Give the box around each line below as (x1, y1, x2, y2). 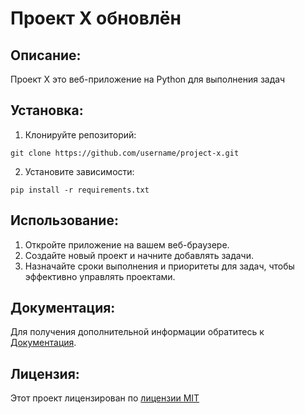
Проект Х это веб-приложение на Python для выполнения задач (10, 73, 286, 85)
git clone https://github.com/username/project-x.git (10, 148, 240, 158)
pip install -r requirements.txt (10, 185, 150, 195)
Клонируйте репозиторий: (24, 128, 137, 141)
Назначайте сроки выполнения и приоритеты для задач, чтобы (24, 260, 295, 272)
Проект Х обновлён (10, 7, 182, 30)
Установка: (10, 102, 84, 119)
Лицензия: (10, 365, 80, 382)
